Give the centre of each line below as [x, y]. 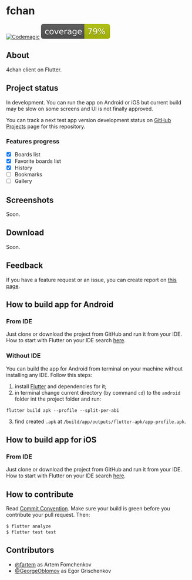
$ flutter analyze [28, 526]
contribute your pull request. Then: [48, 515]
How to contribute [40, 494]
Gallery [23, 181]
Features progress [33, 142]
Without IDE [23, 356]
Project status [32, 88]
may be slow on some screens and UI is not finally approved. [80, 109]
